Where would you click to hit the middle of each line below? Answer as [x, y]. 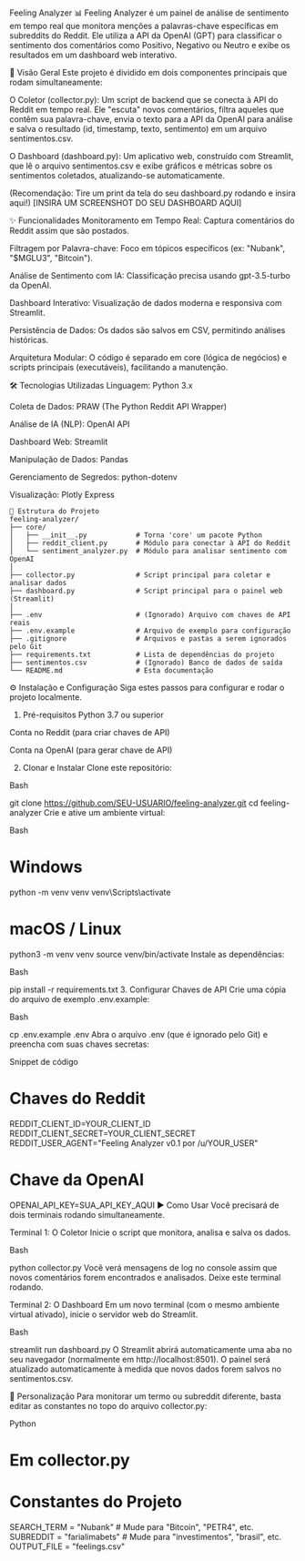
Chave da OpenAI [77, 1180]
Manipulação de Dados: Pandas [69, 459]
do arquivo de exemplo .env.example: [80, 998]
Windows [46, 867]
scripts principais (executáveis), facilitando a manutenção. [119, 367]
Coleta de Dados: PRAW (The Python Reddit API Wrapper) [118, 406]
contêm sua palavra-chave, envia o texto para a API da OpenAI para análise [151, 119]
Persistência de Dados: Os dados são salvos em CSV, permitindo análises [147, 330]
